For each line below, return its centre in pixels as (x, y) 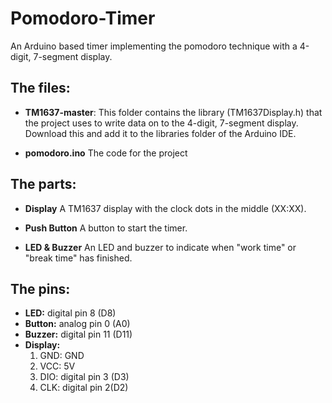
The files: (40, 88)
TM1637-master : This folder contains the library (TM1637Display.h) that (173, 112)
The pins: (40, 288)
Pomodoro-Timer (83, 18)
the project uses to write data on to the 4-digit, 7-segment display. (161, 123)
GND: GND (62, 356)
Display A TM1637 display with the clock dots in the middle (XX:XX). (165, 208)
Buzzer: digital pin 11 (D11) (78, 334)
